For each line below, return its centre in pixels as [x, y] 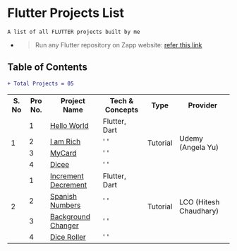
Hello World [69, 125]
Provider [203, 105]
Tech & [122, 100]
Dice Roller [68, 237]
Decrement [68, 185]
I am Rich [65, 141]
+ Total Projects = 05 [41, 83]
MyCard [63, 153]
